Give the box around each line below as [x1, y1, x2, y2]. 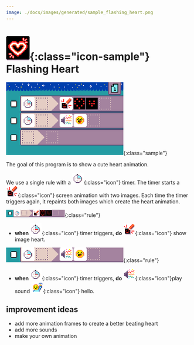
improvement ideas [6, 304, 79, 314]
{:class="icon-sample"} [29, 50, 150, 63]
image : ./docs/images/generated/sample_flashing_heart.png [6, 9, 154, 15]
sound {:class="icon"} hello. [14, 287, 95, 294]
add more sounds [14, 326, 57, 333]
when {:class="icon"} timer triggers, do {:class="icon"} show [14, 229, 186, 236]
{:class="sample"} [123, 149, 168, 156]
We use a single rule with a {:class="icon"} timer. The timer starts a [6, 179, 180, 186]
